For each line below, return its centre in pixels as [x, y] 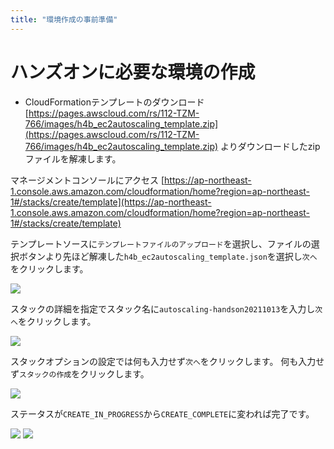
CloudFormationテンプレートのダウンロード [114, 102]
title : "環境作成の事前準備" [64, 19]
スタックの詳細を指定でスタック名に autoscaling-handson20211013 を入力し [163, 308]
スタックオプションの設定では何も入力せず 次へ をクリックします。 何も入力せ [167, 361]
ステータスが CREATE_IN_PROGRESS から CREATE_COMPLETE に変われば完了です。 [162, 413]
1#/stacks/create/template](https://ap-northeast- [111, 202]
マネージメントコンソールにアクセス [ [87, 180]
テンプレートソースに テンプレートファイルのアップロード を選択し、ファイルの [161, 243]
